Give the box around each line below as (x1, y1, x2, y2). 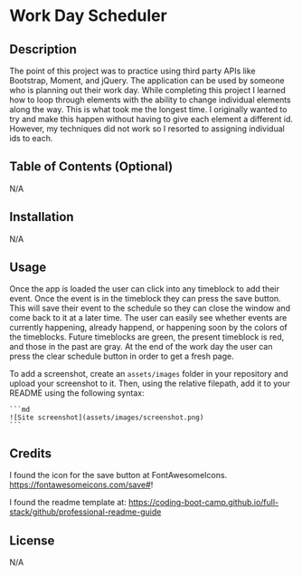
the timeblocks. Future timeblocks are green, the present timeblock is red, (9, 331, 285, 342)
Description (9, 42, 77, 57)
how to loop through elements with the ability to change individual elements (9, 94, 291, 105)
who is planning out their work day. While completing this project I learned (9, 85, 287, 95)
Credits (9, 446, 52, 461)
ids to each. (9, 133, 53, 143)
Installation (9, 209, 74, 225)
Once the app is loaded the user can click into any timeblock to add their (9, 283, 280, 294)
